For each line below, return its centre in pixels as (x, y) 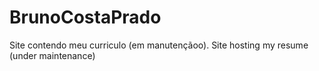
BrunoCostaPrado (85, 17)
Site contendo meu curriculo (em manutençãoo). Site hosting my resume (159, 45)
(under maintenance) (52, 55)
